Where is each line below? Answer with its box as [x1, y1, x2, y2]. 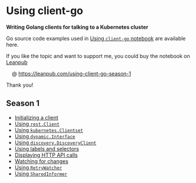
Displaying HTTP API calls [14, 151, 78, 158]
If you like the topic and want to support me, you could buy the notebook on [6, 52, 190, 59]
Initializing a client [14, 114, 59, 121]
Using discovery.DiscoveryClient [14, 139, 97, 146]
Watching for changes [14, 157, 69, 165]
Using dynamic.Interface [14, 133, 75, 140]
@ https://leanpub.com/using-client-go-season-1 [11, 70, 131, 77]
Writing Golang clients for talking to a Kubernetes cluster [6, 23, 148, 30]
